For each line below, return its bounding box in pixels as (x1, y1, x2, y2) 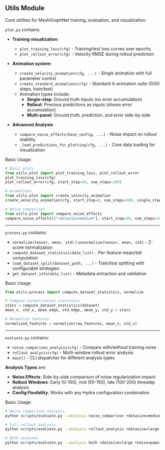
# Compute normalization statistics (5, 299, 80, 303)
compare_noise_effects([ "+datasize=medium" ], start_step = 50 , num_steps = (5, 216, 157, 221)
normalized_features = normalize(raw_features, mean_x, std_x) (5, 321, 137, 326)
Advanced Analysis (12, 121, 53, 127)
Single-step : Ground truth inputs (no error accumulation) (27, 96, 142, 102)
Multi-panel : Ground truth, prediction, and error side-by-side (27, 112, 151, 118)
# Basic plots (5, 166, 34, 171)
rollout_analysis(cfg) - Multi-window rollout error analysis (12, 349, 134, 355)
